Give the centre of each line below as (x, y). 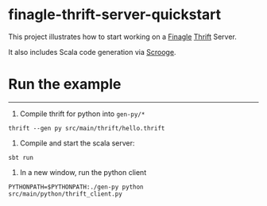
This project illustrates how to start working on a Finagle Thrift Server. (122, 37)
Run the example (65, 84)
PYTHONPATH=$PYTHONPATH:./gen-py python (76, 187)
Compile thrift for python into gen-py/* (82, 114)
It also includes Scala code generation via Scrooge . (92, 52)
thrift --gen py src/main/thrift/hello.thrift (87, 128)
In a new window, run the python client (83, 172)
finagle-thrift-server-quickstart (115, 15)
